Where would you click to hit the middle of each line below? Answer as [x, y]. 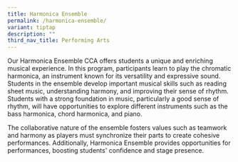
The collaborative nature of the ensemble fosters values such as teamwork [117, 128]
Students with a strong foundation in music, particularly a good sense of [113, 99]
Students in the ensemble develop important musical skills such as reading [117, 83]
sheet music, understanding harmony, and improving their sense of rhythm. [118, 91]
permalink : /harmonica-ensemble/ [57, 21]
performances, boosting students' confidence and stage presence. [106, 151]
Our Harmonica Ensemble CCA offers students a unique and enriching [110, 61]
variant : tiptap [31, 27]
